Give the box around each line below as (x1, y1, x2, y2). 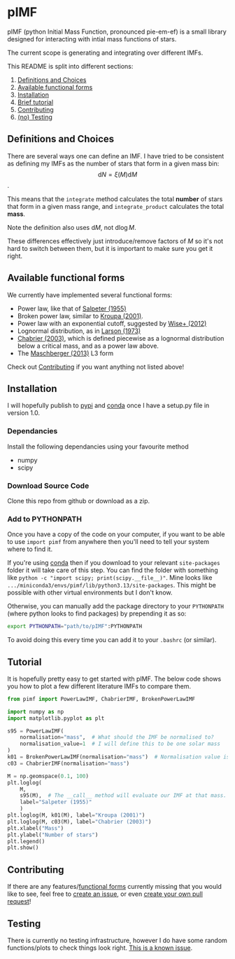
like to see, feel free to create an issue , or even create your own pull (7, 890, 203, 898)
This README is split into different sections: (7, 62, 134, 70)
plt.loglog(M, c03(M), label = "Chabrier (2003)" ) (7, 818, 152, 825)
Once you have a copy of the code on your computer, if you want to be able (7, 530, 225, 538)
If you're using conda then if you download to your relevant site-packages (7, 559, 220, 567)
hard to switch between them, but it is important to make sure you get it (7, 244, 213, 252)
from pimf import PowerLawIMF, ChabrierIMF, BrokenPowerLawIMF (7, 695, 196, 702)
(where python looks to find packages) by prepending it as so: (7, 609, 187, 618)
